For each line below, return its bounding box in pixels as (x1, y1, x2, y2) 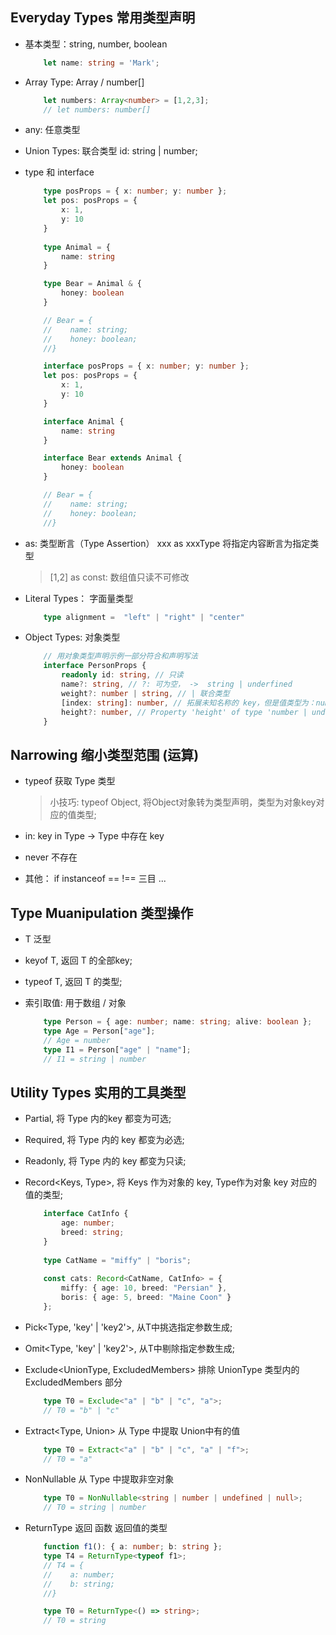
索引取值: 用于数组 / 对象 (24, 997, 127, 1009)
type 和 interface (24, 166, 95, 178)
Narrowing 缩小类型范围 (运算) (10, 746, 200, 763)
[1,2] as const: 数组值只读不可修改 (49, 571, 190, 583)
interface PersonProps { (43, 661, 147, 671)
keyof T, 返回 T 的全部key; (24, 954, 133, 967)
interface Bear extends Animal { (43, 453, 183, 463)
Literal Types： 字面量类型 (24, 592, 134, 604)
